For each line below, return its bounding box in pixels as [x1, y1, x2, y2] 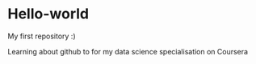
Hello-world [7, 5, 90, 23]
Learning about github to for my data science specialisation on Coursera [7, 46, 248, 56]
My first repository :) [7, 31, 76, 41]
